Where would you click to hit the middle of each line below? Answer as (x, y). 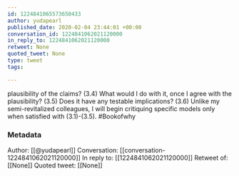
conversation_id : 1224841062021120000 (65, 34)
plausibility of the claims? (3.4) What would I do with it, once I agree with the (119, 93)
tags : (15, 67)
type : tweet (25, 61)
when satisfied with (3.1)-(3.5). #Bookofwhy (72, 116)
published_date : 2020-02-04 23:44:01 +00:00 (75, 27)
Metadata (24, 135)
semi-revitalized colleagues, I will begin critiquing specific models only (111, 108)
